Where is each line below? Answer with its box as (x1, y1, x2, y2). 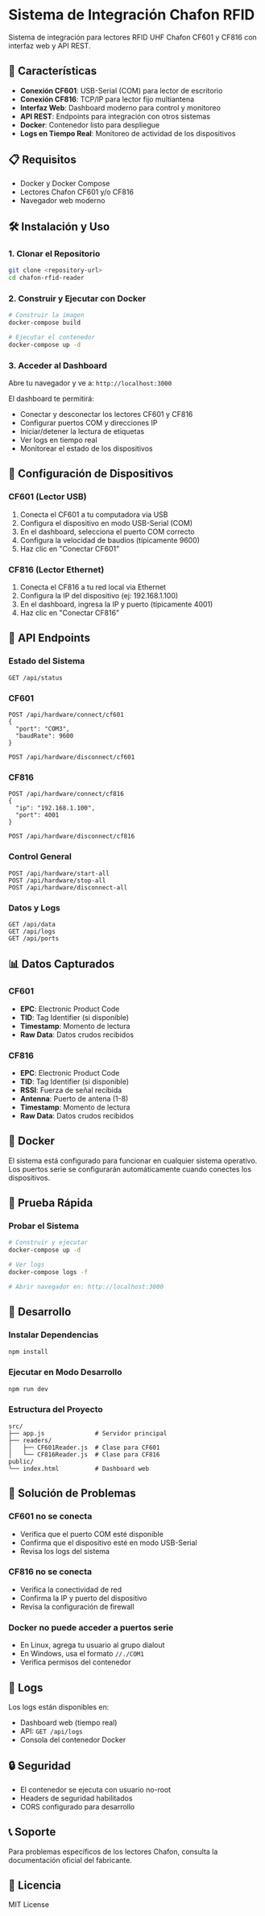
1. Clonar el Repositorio (8, 248, 101, 259)
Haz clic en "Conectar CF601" (19, 544, 120, 553)
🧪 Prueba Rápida (8, 1196, 93, 1210)
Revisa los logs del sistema (19, 1546, 110, 1556)
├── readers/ (8, 1436, 52, 1444)
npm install (8, 1347, 48, 1356)
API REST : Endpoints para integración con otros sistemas (19, 111, 211, 121)
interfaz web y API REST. (8, 40, 91, 50)
